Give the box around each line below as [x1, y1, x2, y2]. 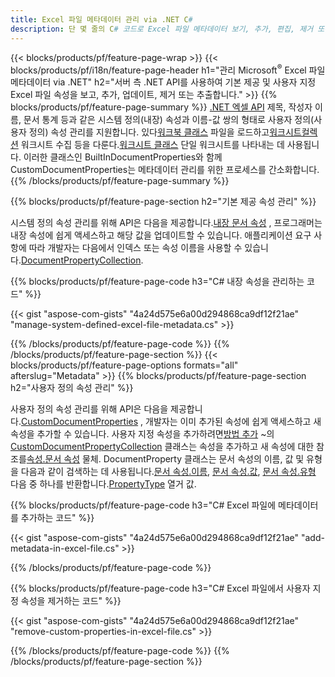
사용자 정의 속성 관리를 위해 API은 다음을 [10, 403, 169, 415]
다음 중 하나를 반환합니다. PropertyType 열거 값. [10, 478, 197, 490]
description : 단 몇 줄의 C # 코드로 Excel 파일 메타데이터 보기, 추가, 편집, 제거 [10, 24, 314, 34]
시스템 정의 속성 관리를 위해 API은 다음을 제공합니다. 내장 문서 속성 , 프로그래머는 [10, 217, 323, 229]
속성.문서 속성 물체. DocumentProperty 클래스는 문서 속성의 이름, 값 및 [26, 453, 305, 465]
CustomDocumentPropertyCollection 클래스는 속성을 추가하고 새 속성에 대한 [10, 441, 315, 453]
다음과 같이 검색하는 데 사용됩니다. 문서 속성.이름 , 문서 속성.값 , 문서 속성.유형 [20, 466, 317, 478]
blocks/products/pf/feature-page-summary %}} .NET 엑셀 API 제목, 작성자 [10, 101, 313, 113]
